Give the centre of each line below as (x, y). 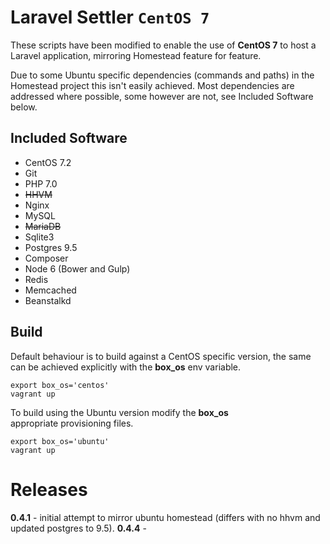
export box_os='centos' (60, 385)
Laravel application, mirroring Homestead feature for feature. (136, 55)
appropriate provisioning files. (72, 423)
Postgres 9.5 (51, 247)
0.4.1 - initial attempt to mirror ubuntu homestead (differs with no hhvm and (165, 517)
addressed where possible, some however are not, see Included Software (162, 96)
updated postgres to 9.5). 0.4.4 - (78, 528)
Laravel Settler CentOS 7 (110, 17)
